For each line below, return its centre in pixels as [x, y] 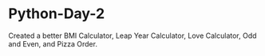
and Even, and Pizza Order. [53, 43]
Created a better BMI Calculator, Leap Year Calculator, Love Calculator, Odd [132, 35]
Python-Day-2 [57, 14]
